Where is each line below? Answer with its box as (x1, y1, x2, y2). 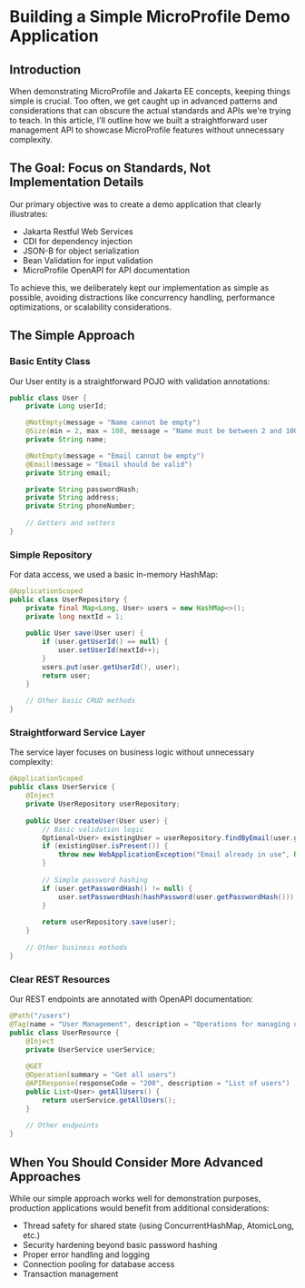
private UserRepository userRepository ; (25, 799, 181, 809)
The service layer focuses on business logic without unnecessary (9, 747, 255, 758)
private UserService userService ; (25, 1045, 156, 1055)
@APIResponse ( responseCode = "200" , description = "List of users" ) (25, 1079, 290, 1088)
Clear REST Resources (9, 973, 111, 986)
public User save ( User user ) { (25, 629, 144, 638)
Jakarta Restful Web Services (22, 225, 133, 237)
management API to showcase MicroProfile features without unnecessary (9, 124, 285, 135)
